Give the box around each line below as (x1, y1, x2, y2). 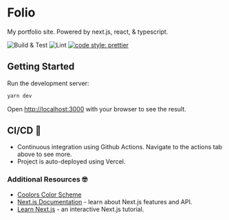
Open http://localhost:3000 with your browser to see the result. (7, 104, 187, 113)
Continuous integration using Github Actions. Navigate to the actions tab (17, 143, 222, 151)
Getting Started (7, 60, 75, 73)
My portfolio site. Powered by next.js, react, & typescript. (7, 27, 168, 36)
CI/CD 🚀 (7, 125, 42, 137)
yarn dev (7, 92, 32, 99)
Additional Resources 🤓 (7, 175, 88, 184)
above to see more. (17, 150, 72, 159)
